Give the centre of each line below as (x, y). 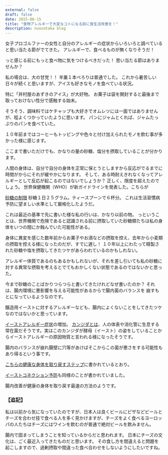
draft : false (19, 15)
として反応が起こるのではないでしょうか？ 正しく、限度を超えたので (89, 181)
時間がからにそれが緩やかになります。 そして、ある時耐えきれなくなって (80, 175)
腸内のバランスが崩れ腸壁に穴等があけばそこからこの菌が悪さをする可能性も (84, 348)
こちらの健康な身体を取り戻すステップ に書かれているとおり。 (69, 365)
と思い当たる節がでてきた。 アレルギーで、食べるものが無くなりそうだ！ (80, 50)
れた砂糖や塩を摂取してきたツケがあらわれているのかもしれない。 (73, 250)
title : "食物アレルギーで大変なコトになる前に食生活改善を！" (62, 24)
